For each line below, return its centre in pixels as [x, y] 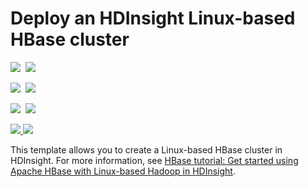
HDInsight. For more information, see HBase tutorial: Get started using [154, 160]
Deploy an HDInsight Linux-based [153, 18]
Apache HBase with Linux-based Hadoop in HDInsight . [123, 171]
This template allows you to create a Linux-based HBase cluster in [146, 149]
